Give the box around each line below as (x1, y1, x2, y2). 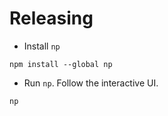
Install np (23, 40, 61, 52)
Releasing (9, 7, 94, 30)
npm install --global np (9, 59, 113, 69)
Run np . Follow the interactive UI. (23, 77, 159, 89)
